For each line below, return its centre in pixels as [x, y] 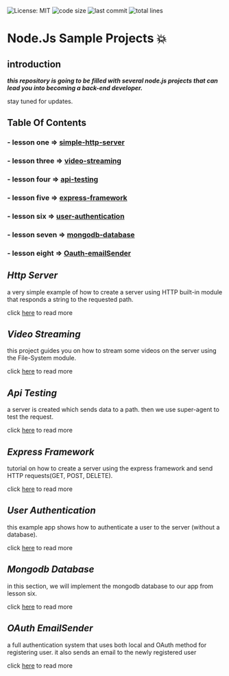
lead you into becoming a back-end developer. [75, 88]
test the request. [30, 417]
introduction [34, 64]
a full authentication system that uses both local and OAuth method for [107, 645]
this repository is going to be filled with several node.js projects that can [112, 80]
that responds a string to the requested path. [70, 299]
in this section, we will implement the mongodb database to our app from [110, 586]
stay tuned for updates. [40, 101]
